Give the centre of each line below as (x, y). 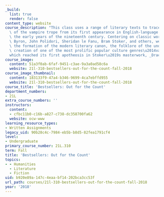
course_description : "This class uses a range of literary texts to (76, 28)
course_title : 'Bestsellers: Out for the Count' (55, 87)
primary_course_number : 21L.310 (38, 146)
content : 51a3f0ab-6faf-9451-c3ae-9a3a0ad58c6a (59, 64)
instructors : (18, 105)
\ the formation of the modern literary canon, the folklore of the (81, 46)
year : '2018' (18, 187)
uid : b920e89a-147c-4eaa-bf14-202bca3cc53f (50, 178)
